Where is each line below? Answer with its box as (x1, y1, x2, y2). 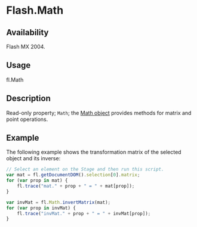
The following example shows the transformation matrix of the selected (6, 148, 181, 156)
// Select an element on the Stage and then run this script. (6, 166, 164, 173)
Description (6, 94, 51, 104)
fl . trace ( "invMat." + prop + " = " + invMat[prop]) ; (17, 210, 151, 216)
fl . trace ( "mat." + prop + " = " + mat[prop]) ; (17, 183, 135, 189)
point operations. (6, 116, 48, 123)
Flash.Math (6, 4, 64, 17)
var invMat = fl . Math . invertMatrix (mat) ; (6, 199, 111, 206)
